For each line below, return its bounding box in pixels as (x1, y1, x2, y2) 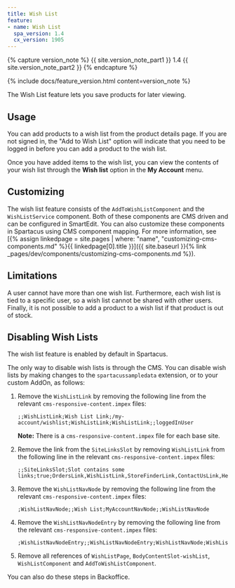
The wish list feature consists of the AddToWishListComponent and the (7, 205, 205, 213)
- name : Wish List (7, 23, 61, 30)
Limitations (7, 270, 58, 282)
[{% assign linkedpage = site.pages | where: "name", (7, 234, 160, 243)
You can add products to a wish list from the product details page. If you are (7, 129, 227, 138)
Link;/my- (95, 413, 125, 421)
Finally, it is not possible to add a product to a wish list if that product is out (7, 303, 224, 312)
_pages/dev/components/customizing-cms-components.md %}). (7, 249, 196, 257)
